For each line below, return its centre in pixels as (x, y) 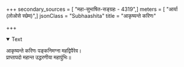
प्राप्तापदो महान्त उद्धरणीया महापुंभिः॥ (39, 57)
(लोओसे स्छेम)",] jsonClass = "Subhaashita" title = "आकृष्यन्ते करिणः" (81, 16)
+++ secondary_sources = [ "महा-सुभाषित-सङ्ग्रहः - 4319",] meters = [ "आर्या (92, 9)
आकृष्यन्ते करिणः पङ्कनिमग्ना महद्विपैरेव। (44, 51)
